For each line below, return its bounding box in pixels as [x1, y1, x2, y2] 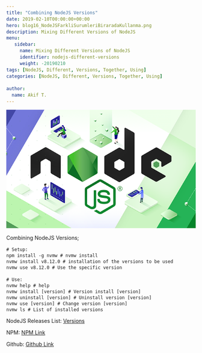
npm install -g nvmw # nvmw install [6, 253, 98, 259]
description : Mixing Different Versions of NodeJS [6, 29, 136, 35]
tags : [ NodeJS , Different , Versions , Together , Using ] [6, 67, 147, 73]
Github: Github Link [6, 340, 54, 348]
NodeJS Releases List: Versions [6, 318, 85, 324]
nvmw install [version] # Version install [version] [6, 289, 141, 295]
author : [6, 86, 26, 92]
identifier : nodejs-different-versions [19, 54, 120, 60]
